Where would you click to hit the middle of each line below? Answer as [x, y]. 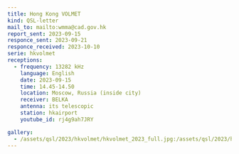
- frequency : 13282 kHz [49, 67]
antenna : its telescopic [57, 106]
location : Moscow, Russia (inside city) [81, 93]
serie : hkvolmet [31, 54]
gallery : [20, 132]
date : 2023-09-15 [46, 80]
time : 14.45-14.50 [47, 87]
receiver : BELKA [44, 100]
